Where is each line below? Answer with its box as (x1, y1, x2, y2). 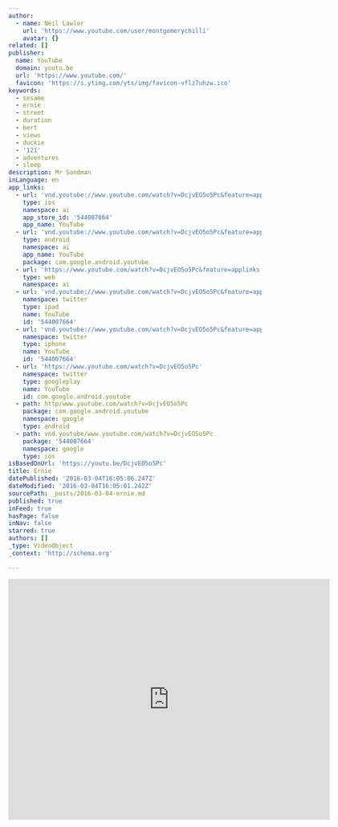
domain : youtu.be (15, 64, 74, 72)
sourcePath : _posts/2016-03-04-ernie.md (8, 489, 146, 498)
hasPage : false (8, 511, 59, 520)
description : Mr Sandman (8, 169, 92, 177)
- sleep (15, 161, 42, 169)
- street (15, 109, 45, 117)
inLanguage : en (8, 176, 59, 185)
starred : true (8, 527, 56, 535)
